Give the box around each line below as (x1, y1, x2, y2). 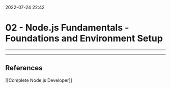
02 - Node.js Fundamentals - (5, 22, 129, 33)
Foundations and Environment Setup (5, 33, 163, 45)
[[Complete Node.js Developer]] (5, 77, 72, 83)
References (5, 64, 43, 72)
